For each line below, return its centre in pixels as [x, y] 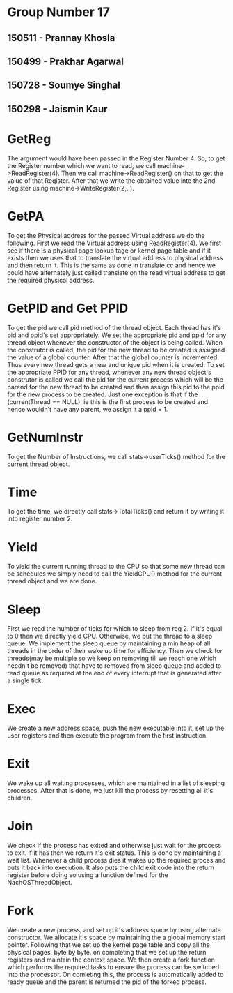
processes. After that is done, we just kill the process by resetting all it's [110, 791]
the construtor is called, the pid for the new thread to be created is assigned [116, 350]
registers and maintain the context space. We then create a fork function [111, 960]
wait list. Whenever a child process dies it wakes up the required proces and [116, 860]
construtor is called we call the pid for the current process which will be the [115, 379]
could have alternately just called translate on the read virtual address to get [116, 272]
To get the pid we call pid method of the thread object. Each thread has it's [114, 327]
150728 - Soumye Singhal [64, 85]
